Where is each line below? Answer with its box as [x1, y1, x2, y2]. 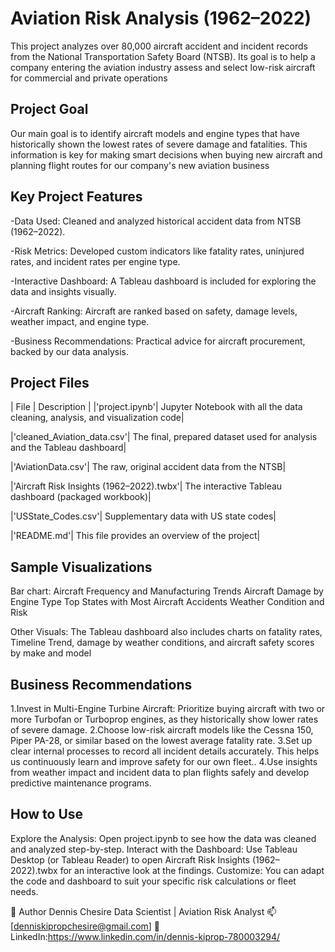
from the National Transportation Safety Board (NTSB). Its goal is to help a [10, 50, 316, 62]
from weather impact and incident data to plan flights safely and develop [10, 767, 310, 778]
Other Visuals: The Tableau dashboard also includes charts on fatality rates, [10, 626, 323, 638]
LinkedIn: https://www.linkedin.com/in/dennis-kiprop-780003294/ [10, 930, 281, 942]
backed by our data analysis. [10, 345, 129, 357]
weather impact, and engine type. [10, 315, 150, 327]
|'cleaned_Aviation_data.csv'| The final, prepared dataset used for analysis [10, 431, 318, 443]
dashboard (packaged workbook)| [10, 491, 152, 503]
